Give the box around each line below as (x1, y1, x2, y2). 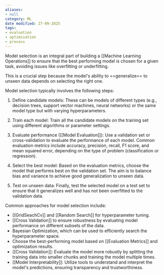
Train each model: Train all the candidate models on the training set (12, 117, 149, 123)
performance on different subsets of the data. (12, 222, 105, 228)
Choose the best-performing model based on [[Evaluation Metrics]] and (12, 238, 158, 244)
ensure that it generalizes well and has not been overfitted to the (12, 188, 143, 194)
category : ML (5, 16, 32, 21)
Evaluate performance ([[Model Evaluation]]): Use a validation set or (12, 132, 151, 138)
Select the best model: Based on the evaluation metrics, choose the (12, 162, 149, 168)
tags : (5, 26, 16, 31)
